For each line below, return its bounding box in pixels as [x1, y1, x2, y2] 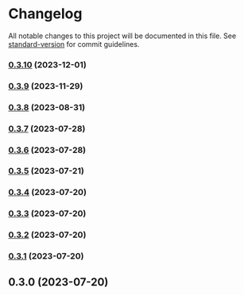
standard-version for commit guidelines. [8, 39, 140, 48]
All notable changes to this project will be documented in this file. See [8, 31, 237, 40]
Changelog [8, 5, 83, 23]
